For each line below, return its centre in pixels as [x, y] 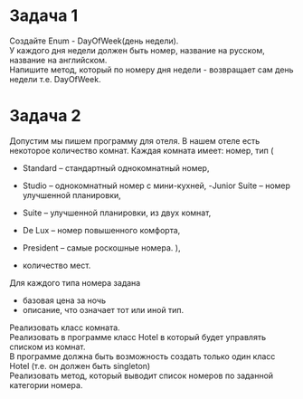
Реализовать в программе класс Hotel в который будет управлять [138, 337]
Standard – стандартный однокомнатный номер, [116, 167]
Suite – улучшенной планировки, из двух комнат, [117, 213]
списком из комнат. [47, 347]
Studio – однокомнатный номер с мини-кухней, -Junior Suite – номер [156, 185]
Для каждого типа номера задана [75, 282]
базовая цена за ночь [64, 300]
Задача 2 [45, 116]
